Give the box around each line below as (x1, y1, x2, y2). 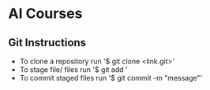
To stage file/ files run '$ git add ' (19, 65, 128, 74)
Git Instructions (8, 36, 87, 49)
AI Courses (8, 5, 83, 23)
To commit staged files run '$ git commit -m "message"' (19, 74, 203, 82)
